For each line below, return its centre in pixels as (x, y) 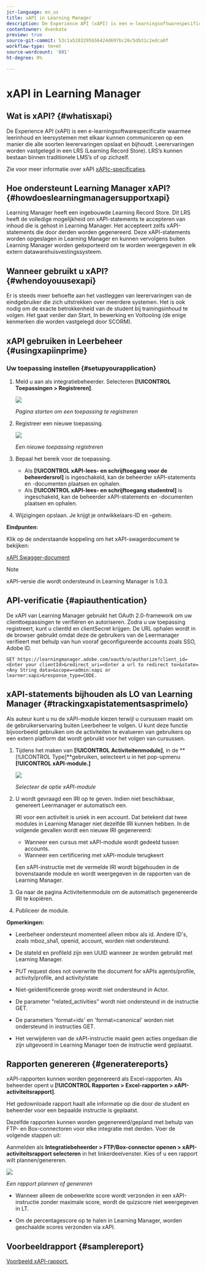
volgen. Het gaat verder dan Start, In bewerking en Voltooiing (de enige (96, 315)
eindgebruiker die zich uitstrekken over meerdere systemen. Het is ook (96, 302)
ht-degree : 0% (25, 58)
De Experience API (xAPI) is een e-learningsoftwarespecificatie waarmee (99, 131)
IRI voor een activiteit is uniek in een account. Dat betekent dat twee (101, 817)
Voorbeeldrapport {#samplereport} (75, 1246)
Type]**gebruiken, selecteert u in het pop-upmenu (116, 757)
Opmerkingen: (25, 922)
